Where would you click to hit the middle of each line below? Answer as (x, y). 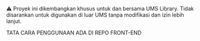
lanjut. (14, 21)
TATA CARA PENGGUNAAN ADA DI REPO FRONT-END (74, 33)
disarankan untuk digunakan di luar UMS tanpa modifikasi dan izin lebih (95, 15)
